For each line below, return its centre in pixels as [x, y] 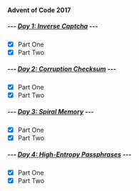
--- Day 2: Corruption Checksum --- [62, 69]
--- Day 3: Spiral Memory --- [51, 112]
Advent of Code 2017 [39, 10]
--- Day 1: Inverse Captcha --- [53, 26]
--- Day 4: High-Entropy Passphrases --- [69, 155]
